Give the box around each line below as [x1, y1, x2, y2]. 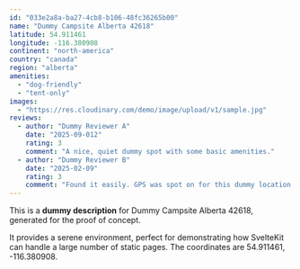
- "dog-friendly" [17, 80, 83, 89]
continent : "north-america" [9, 47, 115, 56]
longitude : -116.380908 [9, 38, 99, 48]
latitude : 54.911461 [9, 30, 87, 39]
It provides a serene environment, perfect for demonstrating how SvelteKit [9, 232, 285, 243]
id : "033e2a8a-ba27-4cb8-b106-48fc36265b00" [9, 13, 179, 22]
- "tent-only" [17, 88, 70, 97]
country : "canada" [9, 55, 78, 64]
